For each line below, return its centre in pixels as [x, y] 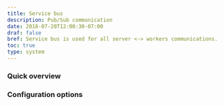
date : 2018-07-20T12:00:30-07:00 [55, 26]
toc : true [21, 45]
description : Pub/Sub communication [60, 20]
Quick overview [34, 76]
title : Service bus [35, 13]
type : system [26, 52]
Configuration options [45, 94]
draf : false [24, 33]
